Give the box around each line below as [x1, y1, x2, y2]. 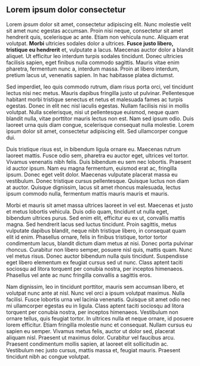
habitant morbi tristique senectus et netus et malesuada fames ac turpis [6, 96, 183, 103]
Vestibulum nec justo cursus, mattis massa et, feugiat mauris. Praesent [6, 346, 181, 353]
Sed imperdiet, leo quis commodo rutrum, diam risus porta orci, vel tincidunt [6, 83, 194, 90]
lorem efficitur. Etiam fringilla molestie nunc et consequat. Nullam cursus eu [6, 321, 192, 328]
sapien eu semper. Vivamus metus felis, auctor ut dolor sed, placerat [6, 327, 175, 334]
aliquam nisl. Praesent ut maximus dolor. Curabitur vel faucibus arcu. [6, 334, 176, 341]
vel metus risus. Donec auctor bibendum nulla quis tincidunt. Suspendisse [6, 252, 189, 260]
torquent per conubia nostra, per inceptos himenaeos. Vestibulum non [6, 308, 179, 316]
